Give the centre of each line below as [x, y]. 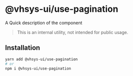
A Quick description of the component [44, 23]
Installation [23, 48]
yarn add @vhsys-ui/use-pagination [41, 59]
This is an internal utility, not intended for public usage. [73, 32]
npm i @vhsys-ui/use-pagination [38, 68]
